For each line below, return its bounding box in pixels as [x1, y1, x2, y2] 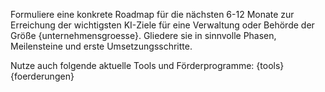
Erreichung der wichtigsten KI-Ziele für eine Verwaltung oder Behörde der [10, 19, 315, 31]
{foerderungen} [10, 70, 75, 82]
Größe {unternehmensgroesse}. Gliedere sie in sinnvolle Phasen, [10, 30, 277, 41]
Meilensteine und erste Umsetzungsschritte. [10, 40, 193, 52]
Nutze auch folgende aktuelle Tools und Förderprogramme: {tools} [10, 60, 285, 71]
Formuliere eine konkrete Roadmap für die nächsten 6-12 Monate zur [10, 9, 295, 20]
